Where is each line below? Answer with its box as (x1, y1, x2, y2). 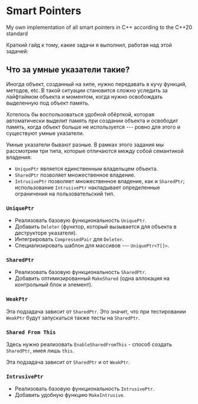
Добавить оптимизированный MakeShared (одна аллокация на (14, 275, 170, 282)
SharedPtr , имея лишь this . (6, 347, 74, 354)
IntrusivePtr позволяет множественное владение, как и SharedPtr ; (14, 177, 185, 184)
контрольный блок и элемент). (14, 281, 93, 288)
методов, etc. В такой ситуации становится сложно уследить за (6, 87, 168, 94)
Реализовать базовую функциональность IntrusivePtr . (14, 385, 155, 392)
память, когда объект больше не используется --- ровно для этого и (6, 123, 180, 131)
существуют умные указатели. (6, 129, 85, 136)
